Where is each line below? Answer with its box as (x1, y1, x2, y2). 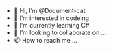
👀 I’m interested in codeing (13, 14, 90, 22)
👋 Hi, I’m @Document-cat (13, 7, 86, 14)
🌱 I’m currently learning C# (13, 21, 90, 29)
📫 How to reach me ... (13, 37, 77, 44)
